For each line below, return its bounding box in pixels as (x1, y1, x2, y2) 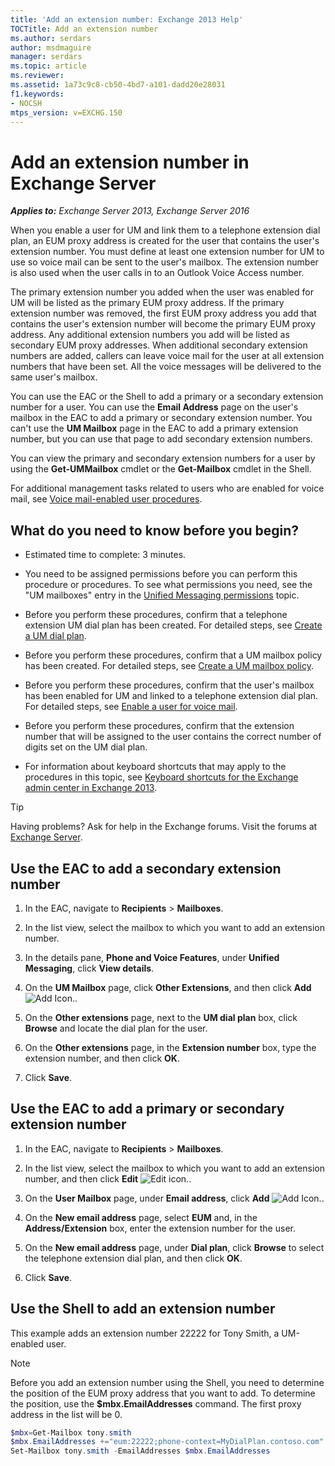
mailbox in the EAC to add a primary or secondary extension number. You (10, 412, 313, 424)
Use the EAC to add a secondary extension (10, 860, 282, 877)
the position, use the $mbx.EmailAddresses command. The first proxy (10, 1397, 302, 1410)
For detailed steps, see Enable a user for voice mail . (24, 701, 238, 713)
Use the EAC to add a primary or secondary (10, 1101, 285, 1118)
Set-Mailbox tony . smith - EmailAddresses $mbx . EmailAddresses (10, 1446, 271, 1456)
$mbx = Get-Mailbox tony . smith (10, 1427, 132, 1438)
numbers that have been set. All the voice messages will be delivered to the (10, 361, 322, 373)
